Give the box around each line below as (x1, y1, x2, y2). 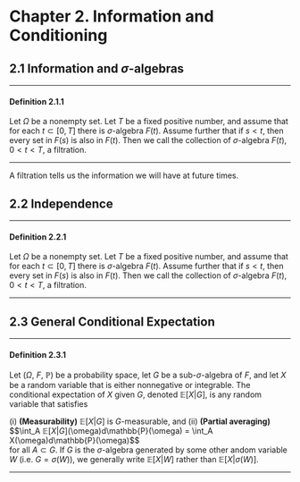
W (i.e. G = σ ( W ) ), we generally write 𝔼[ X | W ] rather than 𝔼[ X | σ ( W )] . (9, 454, 259, 465)
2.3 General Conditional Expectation (9, 314, 216, 329)
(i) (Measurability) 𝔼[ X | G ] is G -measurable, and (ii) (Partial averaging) (9, 416, 271, 427)
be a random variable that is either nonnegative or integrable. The (9, 380, 251, 391)
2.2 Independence (9, 196, 113, 211)
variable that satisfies (9, 399, 88, 410)
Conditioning (9, 25, 108, 46)
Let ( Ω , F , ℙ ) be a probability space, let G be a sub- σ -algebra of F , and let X (9, 369, 287, 381)
